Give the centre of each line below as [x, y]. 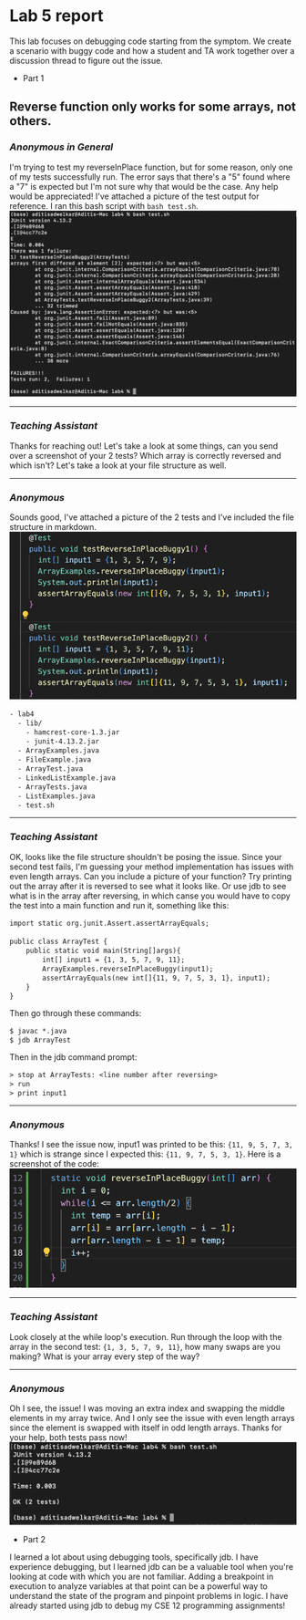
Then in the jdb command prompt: [73, 1057]
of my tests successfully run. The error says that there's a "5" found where [150, 177]
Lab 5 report [56, 16]
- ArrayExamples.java [59, 751]
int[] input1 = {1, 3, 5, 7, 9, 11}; [113, 960]
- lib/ [30, 723]
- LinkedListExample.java [67, 778]
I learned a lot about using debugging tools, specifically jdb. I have [134, 1557]
